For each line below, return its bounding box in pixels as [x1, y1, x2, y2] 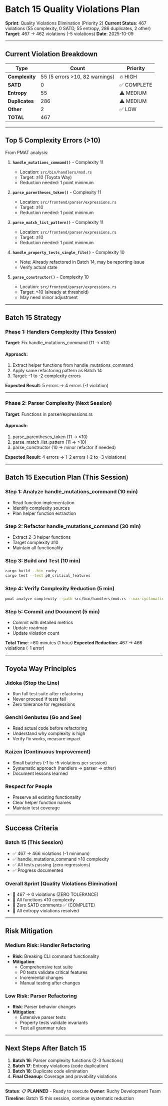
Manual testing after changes [19, 979, 80, 986]
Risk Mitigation [5, 927, 53, 935]
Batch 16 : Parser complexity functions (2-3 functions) [12, 1057, 123, 1063]
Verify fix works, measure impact [12, 736, 81, 742]
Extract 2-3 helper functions [12, 534, 71, 540]
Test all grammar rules [19, 1025, 66, 1031]
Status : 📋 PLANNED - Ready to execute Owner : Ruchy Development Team [5, 1088, 161, 1094]
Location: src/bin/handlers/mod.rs [19, 169, 92, 175]
